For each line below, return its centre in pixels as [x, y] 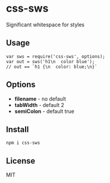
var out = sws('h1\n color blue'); [50, 61]
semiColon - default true [44, 111]
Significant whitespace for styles [45, 25]
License [21, 160]
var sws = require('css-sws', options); [56, 56]
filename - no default [40, 99]
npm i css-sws [23, 143]
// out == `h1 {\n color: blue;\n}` [52, 67]
